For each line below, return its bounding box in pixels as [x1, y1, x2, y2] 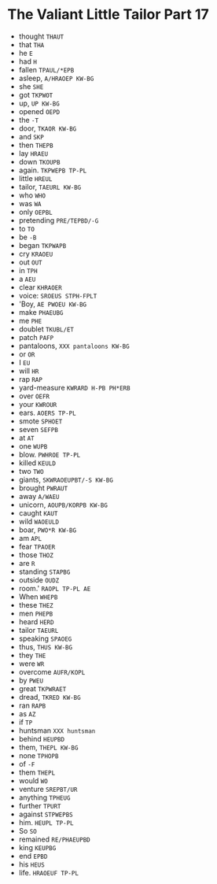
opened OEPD [18, 106, 61, 116]
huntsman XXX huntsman [18, 726, 96, 735]
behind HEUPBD [18, 734, 64, 743]
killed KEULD [18, 458, 57, 468]
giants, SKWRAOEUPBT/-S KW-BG [18, 475, 113, 484]
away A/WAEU [18, 491, 60, 501]
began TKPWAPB [18, 240, 67, 250]
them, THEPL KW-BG [18, 742, 79, 752]
